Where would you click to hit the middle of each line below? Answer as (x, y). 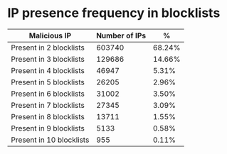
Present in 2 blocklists (48, 48)
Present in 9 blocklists (48, 128)
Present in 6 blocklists (48, 94)
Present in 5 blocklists (48, 82)
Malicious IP (50, 35)
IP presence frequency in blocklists (114, 13)
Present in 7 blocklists (48, 105)
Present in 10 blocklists (50, 140)
